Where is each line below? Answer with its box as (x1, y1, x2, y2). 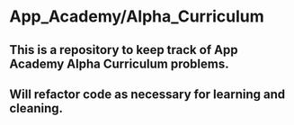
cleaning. (9, 101, 64, 116)
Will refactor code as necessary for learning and (9, 86, 286, 102)
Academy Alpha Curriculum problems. (9, 56, 229, 71)
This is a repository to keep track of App (9, 42, 238, 58)
